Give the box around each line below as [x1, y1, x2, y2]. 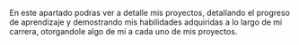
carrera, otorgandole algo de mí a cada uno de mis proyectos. [9, 26, 238, 36]
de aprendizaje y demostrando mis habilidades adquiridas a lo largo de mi [9, 17, 283, 27]
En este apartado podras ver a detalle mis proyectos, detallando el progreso [9, 8, 290, 18]
